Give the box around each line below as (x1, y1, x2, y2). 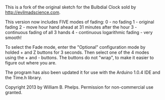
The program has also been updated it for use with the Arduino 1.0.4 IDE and (5, 69, 161, 75)
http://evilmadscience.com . (5, 9, 61, 15)
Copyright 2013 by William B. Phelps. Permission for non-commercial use (5, 84, 154, 90)
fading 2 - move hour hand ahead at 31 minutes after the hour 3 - (5, 24, 137, 30)
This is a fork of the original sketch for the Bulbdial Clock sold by (5, 4, 136, 10)
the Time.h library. (5, 75, 42, 80)
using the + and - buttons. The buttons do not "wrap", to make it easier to (5, 55, 154, 61)
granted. (5, 90, 23, 95)
